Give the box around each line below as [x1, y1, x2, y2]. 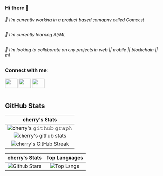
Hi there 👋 [5, 4, 29, 11]
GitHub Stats [5, 102, 45, 110]
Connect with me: [5, 67, 48, 74]
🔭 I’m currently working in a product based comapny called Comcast [5, 17, 144, 22]
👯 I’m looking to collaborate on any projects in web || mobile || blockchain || [5, 46, 158, 53]
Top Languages [46, 154, 83, 161]
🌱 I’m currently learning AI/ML [5, 32, 66, 38]
